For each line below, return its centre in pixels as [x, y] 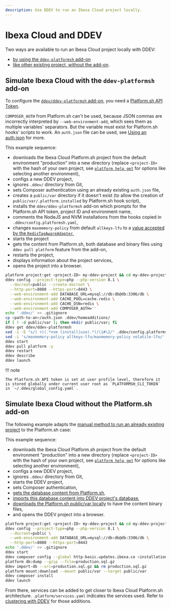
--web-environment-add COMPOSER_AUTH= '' [53, 308]
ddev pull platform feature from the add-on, [60, 250]
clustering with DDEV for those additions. [48, 601]
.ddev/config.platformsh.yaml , [45, 223]
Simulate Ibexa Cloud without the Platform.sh [79, 404]
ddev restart [19, 351]
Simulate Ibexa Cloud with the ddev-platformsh [80, 80]
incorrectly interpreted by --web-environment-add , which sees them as [79, 122]
